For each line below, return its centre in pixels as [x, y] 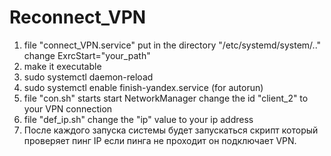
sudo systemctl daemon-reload [88, 77]
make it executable [62, 66]
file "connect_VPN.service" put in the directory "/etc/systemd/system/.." [172, 45]
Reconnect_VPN [78, 17]
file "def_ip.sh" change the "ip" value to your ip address [138, 119]
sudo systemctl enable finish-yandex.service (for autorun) [143, 87]
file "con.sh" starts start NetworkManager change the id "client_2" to [166, 98]
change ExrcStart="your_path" [87, 55]
